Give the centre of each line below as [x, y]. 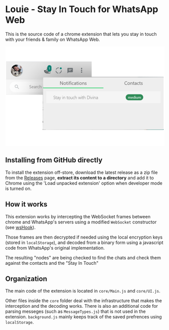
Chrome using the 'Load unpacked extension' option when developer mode [84, 183]
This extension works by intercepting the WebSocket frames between [78, 216]
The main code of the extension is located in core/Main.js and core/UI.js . [83, 291]
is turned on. [18, 188]
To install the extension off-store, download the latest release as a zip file [81, 172]
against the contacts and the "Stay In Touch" [52, 263]
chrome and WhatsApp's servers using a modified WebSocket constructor [81, 222]
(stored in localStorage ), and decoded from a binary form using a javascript [84, 242]
